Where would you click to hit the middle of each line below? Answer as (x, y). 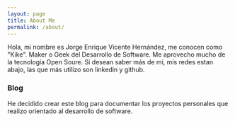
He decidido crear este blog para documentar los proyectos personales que (118, 103)
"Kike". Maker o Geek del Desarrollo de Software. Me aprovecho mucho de (116, 54)
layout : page (27, 14)
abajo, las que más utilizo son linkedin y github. (76, 70)
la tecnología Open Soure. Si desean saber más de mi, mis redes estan (110, 62)
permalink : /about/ (36, 27)
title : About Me (31, 21)
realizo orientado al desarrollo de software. (70, 111)
